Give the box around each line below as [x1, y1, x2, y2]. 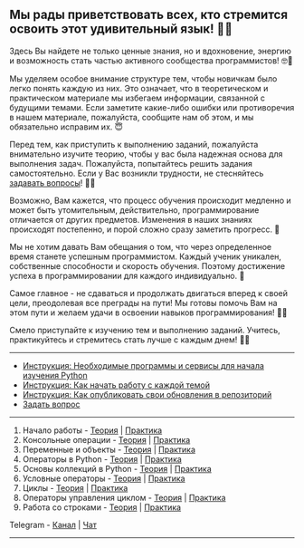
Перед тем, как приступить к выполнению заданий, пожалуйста [9, 139, 259, 149]
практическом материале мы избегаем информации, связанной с [9, 92, 265, 103]
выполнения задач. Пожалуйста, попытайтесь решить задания [9, 158, 253, 168]
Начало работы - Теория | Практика [22, 425, 163, 436]
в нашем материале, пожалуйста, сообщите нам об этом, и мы [9, 111, 254, 122]
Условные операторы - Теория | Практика [22, 473, 185, 484]
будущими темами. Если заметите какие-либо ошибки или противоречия [9, 101, 295, 112]
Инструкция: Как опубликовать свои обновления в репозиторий [22, 389, 272, 399]
